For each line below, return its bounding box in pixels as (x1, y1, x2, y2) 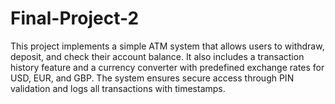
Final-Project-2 (10, 7, 140, 30)
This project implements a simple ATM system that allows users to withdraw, (10, 40, 325, 52)
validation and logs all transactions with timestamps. (10, 82, 226, 94)
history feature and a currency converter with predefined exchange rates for (10, 61, 325, 73)
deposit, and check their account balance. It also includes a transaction (10, 50, 305, 62)
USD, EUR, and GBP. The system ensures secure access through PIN (10, 72, 295, 84)
